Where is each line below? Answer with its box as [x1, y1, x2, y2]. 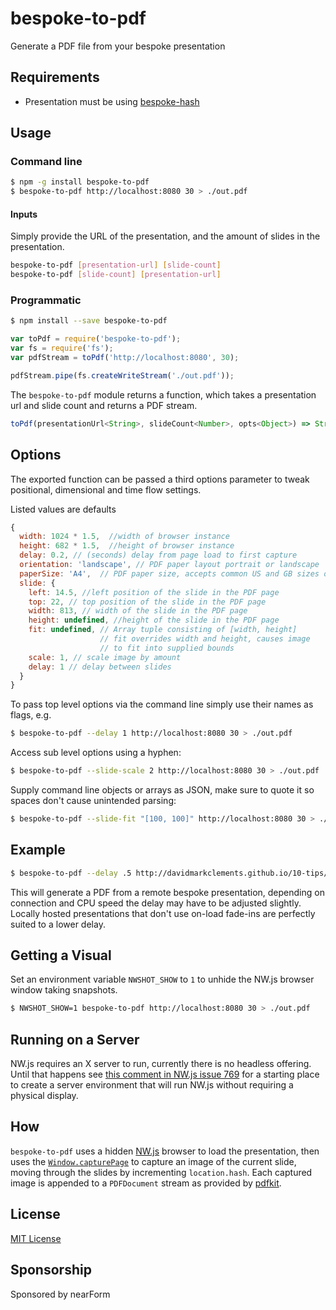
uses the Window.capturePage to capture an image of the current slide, [10, 1155, 297, 1167]
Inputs [10, 208, 38, 220]
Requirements [10, 69, 100, 86]
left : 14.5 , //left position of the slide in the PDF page [28, 587, 280, 597]
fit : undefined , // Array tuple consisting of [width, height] [28, 625, 298, 635]
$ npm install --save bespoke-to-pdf [10, 316, 168, 326]
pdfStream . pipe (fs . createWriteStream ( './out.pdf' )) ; [10, 370, 235, 381]
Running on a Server [10, 1031, 140, 1048]
